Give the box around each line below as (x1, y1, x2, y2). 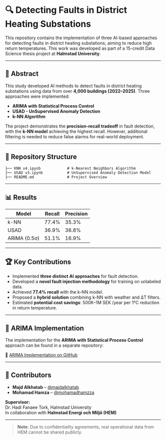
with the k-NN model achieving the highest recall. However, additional (5, 128, 148, 134)
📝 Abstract (5, 69, 39, 78)
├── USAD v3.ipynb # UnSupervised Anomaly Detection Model (5, 170, 152, 175)
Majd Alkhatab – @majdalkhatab (12, 384, 79, 390)
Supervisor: (5, 399, 30, 405)
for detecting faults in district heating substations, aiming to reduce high (5, 40, 152, 46)
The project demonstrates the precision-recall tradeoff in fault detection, (5, 123, 155, 129)
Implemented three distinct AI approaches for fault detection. (12, 273, 139, 279)
